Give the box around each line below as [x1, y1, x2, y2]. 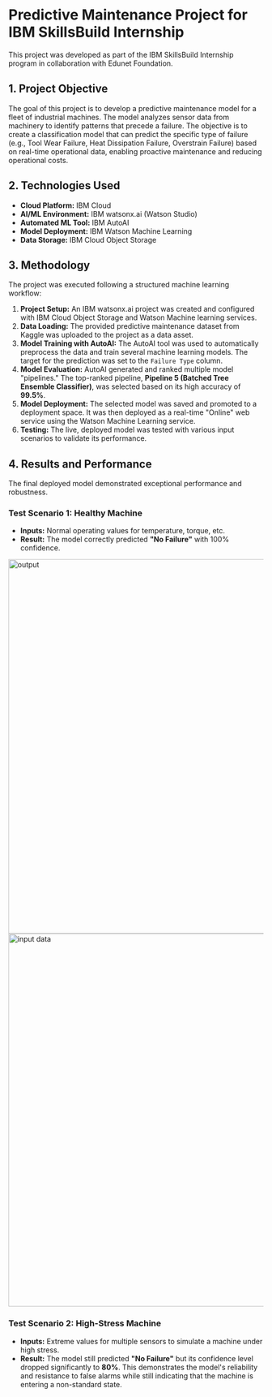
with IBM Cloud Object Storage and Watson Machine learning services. [19, 313, 257, 322]
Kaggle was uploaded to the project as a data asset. [19, 330, 194, 340]
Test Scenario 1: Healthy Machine [8, 507, 143, 519]
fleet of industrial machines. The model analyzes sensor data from [8, 112, 230, 122]
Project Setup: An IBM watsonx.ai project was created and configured [19, 304, 255, 314]
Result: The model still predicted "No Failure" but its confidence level [19, 1353, 253, 1363]
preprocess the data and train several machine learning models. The [19, 347, 249, 357]
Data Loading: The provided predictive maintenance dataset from [19, 321, 240, 331]
